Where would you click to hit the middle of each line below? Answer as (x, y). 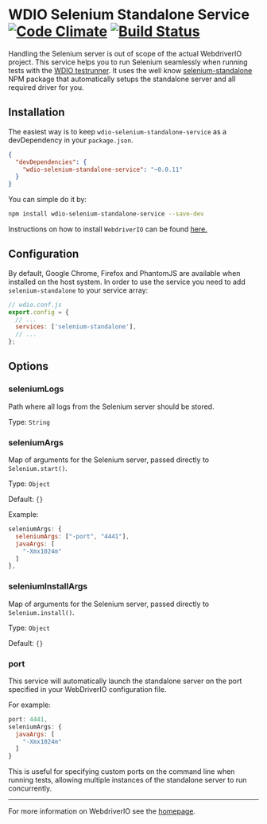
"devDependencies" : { (51, 162)
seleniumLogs (36, 389)
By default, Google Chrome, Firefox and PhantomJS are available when (124, 273)
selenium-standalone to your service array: (78, 290)
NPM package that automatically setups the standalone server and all (122, 79)
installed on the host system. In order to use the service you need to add (127, 282)
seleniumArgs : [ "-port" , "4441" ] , (72, 536)
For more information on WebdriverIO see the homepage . (102, 811)
